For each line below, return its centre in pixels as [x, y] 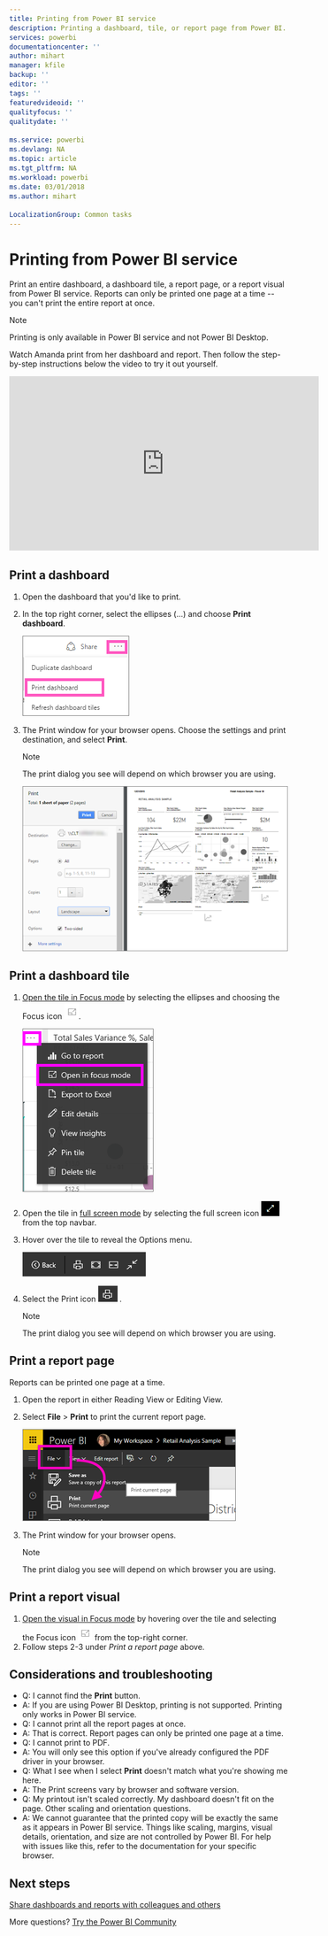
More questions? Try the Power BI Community [93, 1922]
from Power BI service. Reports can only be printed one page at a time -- [142, 293]
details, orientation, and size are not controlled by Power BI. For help [146, 1837]
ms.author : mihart [43, 196]
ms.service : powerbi [47, 140]
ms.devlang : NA [37, 150]
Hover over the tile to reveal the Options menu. [107, 1239]
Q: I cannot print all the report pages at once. [104, 1724]
